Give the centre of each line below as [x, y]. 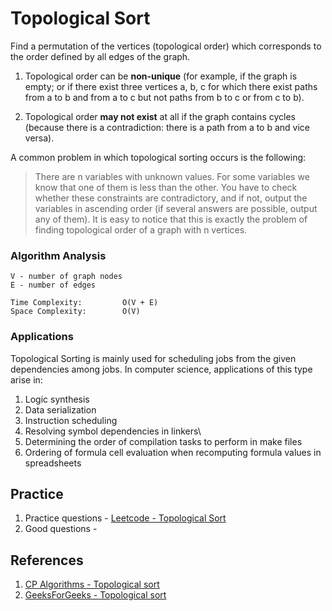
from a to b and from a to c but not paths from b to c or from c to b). [164, 97]
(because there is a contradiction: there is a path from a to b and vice [167, 127]
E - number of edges [53, 285]
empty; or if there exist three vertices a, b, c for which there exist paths [171, 86]
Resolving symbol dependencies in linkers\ [113, 431]
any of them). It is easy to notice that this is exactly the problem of [171, 219]
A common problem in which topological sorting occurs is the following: [158, 157]
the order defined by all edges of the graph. [100, 56]
